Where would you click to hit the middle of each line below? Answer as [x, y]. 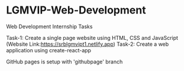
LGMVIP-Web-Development [76, 10]
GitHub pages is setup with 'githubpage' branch [64, 62]
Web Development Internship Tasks [49, 26]
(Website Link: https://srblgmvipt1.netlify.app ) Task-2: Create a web [88, 44]
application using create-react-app [49, 50]
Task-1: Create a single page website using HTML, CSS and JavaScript [92, 38]
